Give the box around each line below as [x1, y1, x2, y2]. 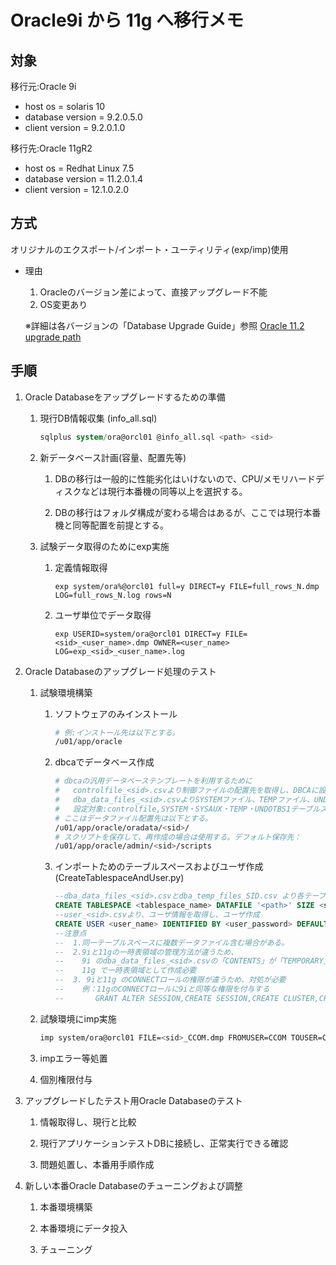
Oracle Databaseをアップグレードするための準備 [24, 391, 226, 403]
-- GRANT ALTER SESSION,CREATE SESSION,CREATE [54, 993, 280, 1003]
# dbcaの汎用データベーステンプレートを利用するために [54, 776, 253, 786]
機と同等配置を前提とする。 [54, 519, 169, 531]
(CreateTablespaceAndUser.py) [54, 872, 185, 884]
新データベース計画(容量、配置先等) [39, 451, 187, 463]
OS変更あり [39, 298, 88, 310]
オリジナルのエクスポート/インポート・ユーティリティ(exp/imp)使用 [10, 243, 289, 255]
